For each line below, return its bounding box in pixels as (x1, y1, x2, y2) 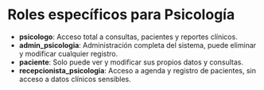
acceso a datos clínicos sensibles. (18, 74, 132, 84)
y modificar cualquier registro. (18, 49, 118, 58)
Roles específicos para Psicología (7, 6, 235, 24)
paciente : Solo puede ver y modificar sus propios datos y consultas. (18, 57, 244, 67)
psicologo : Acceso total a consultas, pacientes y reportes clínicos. (18, 32, 238, 41)
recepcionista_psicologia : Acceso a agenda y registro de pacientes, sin (18, 65, 256, 75)
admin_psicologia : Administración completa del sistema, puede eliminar (18, 40, 257, 49)
